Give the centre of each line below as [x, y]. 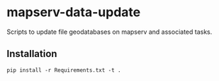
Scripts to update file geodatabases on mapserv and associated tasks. [109, 32]
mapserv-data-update [74, 12]
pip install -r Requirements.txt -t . [64, 70]
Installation [32, 54]
